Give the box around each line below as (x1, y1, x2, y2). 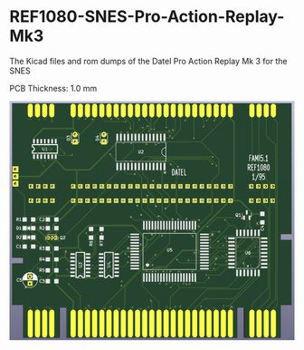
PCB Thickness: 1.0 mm (9, 83, 98, 93)
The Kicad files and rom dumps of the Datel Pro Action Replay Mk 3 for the (9, 55, 288, 66)
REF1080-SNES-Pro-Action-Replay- (9, 6, 285, 27)
